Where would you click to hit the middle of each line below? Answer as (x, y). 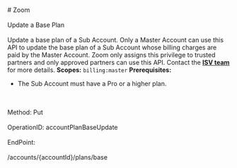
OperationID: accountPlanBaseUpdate (63, 127)
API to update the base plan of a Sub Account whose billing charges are (112, 47)
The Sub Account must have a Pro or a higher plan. (92, 84)
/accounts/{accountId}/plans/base (58, 157)
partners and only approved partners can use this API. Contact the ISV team (118, 62)
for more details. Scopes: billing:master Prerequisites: (89, 70)
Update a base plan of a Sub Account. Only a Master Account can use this (116, 40)
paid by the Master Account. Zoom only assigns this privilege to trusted (111, 55)
